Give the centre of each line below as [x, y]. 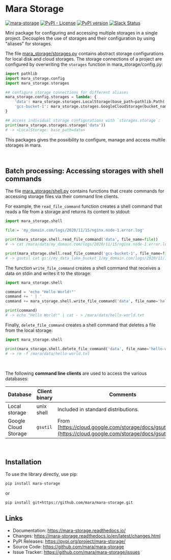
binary [45, 398]
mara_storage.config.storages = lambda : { [51, 97]
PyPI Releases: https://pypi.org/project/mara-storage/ [69, 541]
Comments [123, 394]
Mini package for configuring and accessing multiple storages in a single [81, 33]
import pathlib [21, 74]
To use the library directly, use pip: [41, 474]
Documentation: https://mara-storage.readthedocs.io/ [69, 530]
